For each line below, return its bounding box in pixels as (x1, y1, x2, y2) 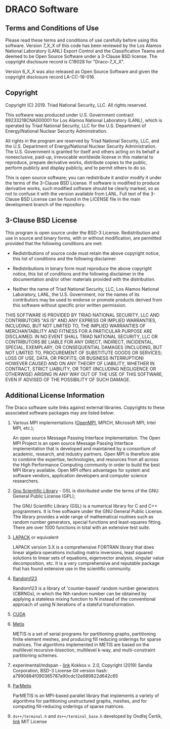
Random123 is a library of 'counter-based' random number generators (12, 585, 159, 591)
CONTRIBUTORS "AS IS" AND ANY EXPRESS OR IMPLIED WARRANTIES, (5, 317, 157, 323)
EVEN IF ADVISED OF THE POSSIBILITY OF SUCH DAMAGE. (5, 376, 131, 382)
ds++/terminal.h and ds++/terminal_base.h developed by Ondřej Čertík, (12, 713, 162, 719)
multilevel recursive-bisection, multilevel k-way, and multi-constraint (12, 647, 155, 653)
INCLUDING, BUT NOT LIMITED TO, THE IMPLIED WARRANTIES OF (5, 323, 146, 329)
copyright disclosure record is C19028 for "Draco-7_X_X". (5, 59, 125, 64)
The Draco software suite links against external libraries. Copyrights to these (5, 404, 165, 411)
